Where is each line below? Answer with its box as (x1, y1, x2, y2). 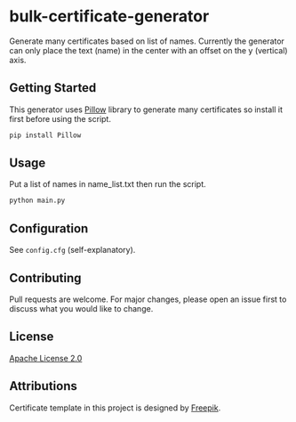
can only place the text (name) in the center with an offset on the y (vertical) (9, 45, 288, 55)
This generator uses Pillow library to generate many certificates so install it (9, 104, 283, 115)
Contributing (9, 270, 82, 286)
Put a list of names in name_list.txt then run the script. (9, 179, 206, 190)
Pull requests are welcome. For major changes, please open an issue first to (9, 294, 287, 304)
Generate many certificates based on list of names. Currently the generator (9, 36, 284, 46)
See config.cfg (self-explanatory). (9, 245, 136, 256)
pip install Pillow (9, 131, 82, 140)
